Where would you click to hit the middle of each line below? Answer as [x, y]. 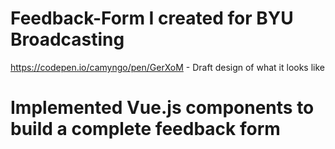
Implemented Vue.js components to [162, 108]
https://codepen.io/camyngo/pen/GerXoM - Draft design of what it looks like [167, 67]
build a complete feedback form [145, 129]
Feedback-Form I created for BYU [152, 18]
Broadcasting [67, 39]
